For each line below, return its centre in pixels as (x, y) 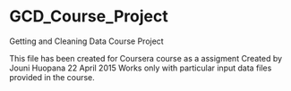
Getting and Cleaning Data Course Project (86, 41)
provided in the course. (52, 77)
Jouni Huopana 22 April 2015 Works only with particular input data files (141, 68)
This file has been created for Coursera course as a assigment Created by (146, 58)
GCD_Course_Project (89, 17)
